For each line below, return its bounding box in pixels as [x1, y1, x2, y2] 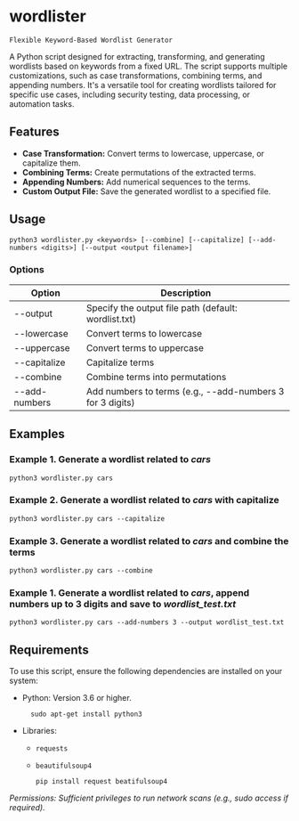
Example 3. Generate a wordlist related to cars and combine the [9, 534, 289, 547]
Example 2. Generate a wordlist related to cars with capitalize [9, 494, 279, 507]
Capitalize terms [85, 356, 155, 369]
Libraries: [21, 726, 58, 736]
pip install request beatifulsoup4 [35, 777, 167, 786]
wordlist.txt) [85, 313, 136, 325]
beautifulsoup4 [35, 761, 92, 771]
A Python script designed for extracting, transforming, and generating [9, 51, 265, 61]
